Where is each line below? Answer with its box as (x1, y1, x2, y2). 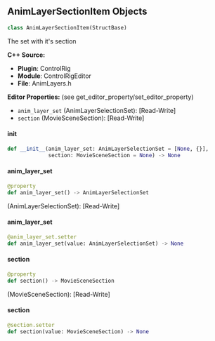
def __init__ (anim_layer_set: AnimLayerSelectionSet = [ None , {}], (7, 145, 209, 152)
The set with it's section (7, 36, 77, 45)
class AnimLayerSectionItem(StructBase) (7, 24, 128, 31)
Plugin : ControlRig (17, 64, 71, 72)
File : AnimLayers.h (17, 79, 72, 87)
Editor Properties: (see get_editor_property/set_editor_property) (7, 93, 195, 101)
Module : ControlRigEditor (17, 72, 91, 80)
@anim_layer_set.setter (7, 233, 77, 241)
